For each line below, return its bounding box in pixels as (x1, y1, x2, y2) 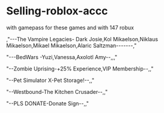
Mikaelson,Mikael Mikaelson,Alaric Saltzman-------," (6, 42, 137, 49)
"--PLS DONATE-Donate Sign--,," (6, 100, 89, 107)
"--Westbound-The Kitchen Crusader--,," (6, 88, 108, 95)
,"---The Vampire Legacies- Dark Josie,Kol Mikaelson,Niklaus (6, 35, 158, 42)
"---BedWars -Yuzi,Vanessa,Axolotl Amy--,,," (6, 53, 118, 60)
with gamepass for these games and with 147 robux (6, 24, 134, 31)
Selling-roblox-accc (6, 4, 108, 18)
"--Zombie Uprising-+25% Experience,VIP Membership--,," (6, 65, 154, 72)
